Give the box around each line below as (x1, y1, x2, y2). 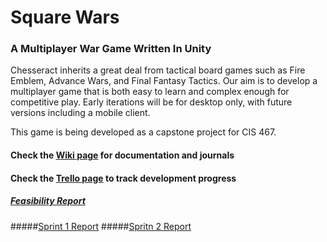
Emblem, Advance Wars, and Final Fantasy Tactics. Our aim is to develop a (10, 75, 318, 87)
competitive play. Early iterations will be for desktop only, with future (10, 96, 293, 108)
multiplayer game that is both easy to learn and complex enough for (10, 86, 290, 98)
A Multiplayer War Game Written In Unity (10, 42, 212, 56)
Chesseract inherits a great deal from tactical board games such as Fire (10, 64, 306, 76)
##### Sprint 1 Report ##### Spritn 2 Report (10, 220, 192, 232)
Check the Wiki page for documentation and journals (10, 149, 235, 161)
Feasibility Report (10, 195, 86, 207)
